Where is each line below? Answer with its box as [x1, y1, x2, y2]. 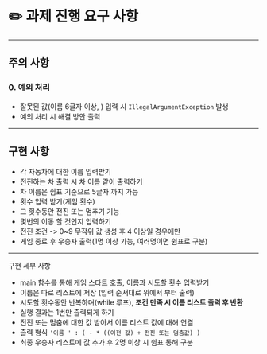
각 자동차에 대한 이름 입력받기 [19, 167, 111, 177]
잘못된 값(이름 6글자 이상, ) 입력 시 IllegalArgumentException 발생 [19, 101, 229, 111]
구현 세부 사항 [8, 261, 52, 270]
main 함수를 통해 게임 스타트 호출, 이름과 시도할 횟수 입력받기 [19, 278, 210, 287]
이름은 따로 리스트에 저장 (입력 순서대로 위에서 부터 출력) [19, 288, 195, 298]
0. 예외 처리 [8, 82, 50, 93]
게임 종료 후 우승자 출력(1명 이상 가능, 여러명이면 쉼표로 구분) [19, 236, 208, 247]
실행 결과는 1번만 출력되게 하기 [19, 308, 114, 317]
